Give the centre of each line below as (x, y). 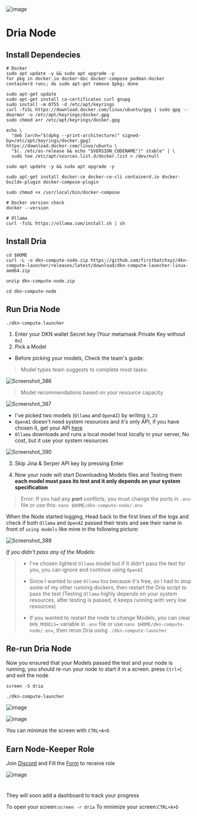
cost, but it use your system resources (61, 440)
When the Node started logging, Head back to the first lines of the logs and (97, 516)
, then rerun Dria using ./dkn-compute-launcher (110, 630)
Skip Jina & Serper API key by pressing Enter (69, 463)
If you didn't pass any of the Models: (51, 552)
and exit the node (27, 675)
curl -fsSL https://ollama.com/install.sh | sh (66, 223)
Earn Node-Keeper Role (50, 749)
